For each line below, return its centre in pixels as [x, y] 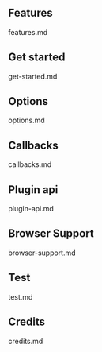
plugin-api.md [31, 209]
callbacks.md [30, 164]
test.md [21, 296]
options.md [26, 120]
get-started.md [33, 76]
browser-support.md [42, 253]
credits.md [26, 341]
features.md [28, 32]
